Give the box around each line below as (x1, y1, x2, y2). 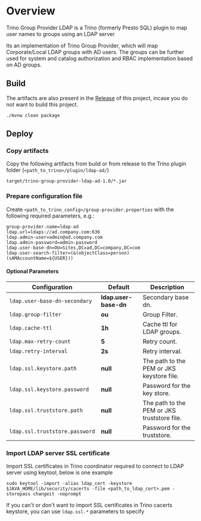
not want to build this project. (6, 101, 78, 108)
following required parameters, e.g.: (6, 212, 95, 219)
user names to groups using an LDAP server (6, 30, 115, 37)
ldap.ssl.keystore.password (9, 386, 89, 393)
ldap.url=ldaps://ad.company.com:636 (6, 229, 100, 235)
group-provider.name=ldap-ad (6, 224, 79, 230)
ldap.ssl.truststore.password (9, 427, 96, 435)
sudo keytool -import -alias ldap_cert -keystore (6, 481, 133, 487)
